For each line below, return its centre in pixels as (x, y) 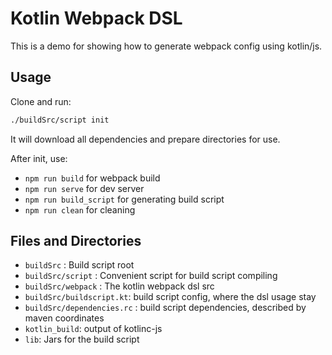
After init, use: (39, 158)
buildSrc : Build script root (79, 265)
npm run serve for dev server (84, 188)
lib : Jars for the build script (82, 339)
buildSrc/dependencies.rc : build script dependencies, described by (165, 308)
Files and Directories (76, 241)
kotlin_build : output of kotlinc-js (93, 329)
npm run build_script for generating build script (124, 199)
